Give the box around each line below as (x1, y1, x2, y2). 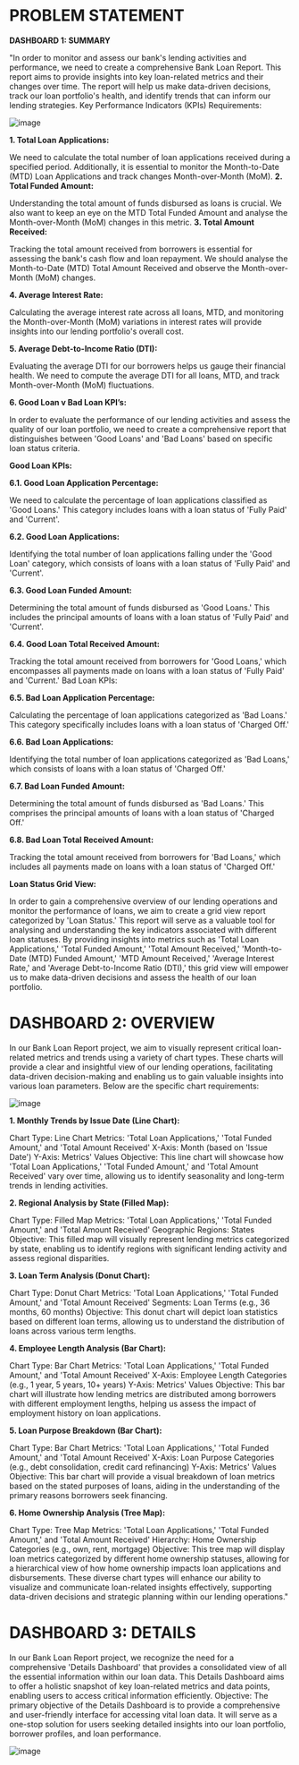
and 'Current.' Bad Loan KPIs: (9, 675, 118, 686)
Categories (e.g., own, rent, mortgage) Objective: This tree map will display (9, 1543, 286, 1554)
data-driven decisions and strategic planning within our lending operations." (9, 1590, 288, 1602)
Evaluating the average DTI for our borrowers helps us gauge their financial (9, 360, 286, 371)
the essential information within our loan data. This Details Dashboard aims (9, 1671, 285, 1682)
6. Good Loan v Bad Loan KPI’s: (9, 396, 127, 407)
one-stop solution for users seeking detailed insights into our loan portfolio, (9, 1718, 287, 1729)
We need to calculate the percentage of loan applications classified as (9, 494, 268, 506)
